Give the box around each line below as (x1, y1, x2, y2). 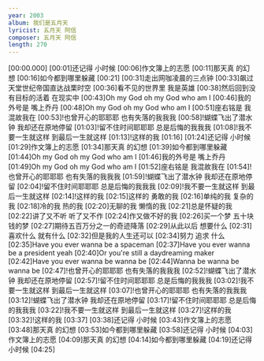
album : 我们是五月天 (8, 19, 69, 27)
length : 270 (8, 41, 47, 49)
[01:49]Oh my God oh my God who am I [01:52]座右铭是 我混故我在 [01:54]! (8, 162, 252, 172)
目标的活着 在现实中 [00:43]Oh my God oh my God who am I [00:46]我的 (14, 93, 251, 102)
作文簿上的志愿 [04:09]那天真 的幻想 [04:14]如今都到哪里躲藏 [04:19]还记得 (8, 335, 252, 344)
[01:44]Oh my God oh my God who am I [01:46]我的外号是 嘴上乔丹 (8, 152, 226, 162)
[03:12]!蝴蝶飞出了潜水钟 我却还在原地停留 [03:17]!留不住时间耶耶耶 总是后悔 (8, 296, 257, 305)
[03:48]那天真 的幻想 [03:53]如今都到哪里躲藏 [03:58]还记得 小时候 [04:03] (8, 325, 254, 335)
